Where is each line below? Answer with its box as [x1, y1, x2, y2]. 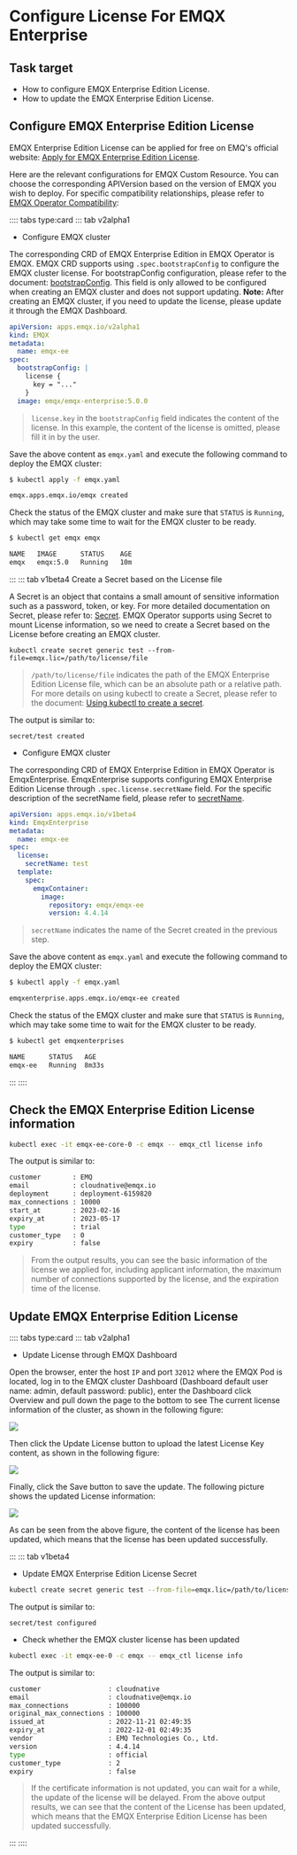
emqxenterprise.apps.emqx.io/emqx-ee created [9, 994, 179, 1003]
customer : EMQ [9, 1173, 93, 1182]
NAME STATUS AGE [9, 1052, 97, 1061]
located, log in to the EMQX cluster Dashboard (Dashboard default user [9, 1376, 269, 1387]
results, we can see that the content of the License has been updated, [30, 1802, 286, 1812]
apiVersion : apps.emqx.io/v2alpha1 [9, 322, 141, 331]
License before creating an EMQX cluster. [9, 628, 161, 639]
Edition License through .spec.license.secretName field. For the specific [9, 783, 272, 794]
